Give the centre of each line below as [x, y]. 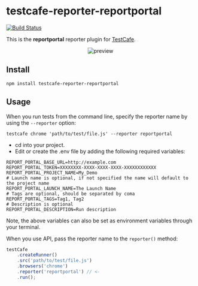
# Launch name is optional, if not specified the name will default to [97, 178]
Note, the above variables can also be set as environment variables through [99, 221]
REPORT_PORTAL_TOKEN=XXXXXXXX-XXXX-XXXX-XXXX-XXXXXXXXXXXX [81, 167]
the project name [28, 183]
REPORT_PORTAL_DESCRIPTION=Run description [61, 209]
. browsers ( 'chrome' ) [42, 266]
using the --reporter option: [41, 123]
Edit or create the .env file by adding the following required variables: [100, 151]
